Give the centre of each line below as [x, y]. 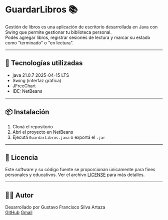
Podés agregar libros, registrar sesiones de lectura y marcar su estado [78, 37]
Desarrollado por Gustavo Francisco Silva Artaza [55, 207]
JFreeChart [24, 86]
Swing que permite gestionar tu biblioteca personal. [58, 32]
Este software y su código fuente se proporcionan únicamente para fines [80, 170]
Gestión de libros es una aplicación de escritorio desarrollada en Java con [81, 27]
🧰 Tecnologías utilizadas [44, 63]
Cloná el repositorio [33, 126]
